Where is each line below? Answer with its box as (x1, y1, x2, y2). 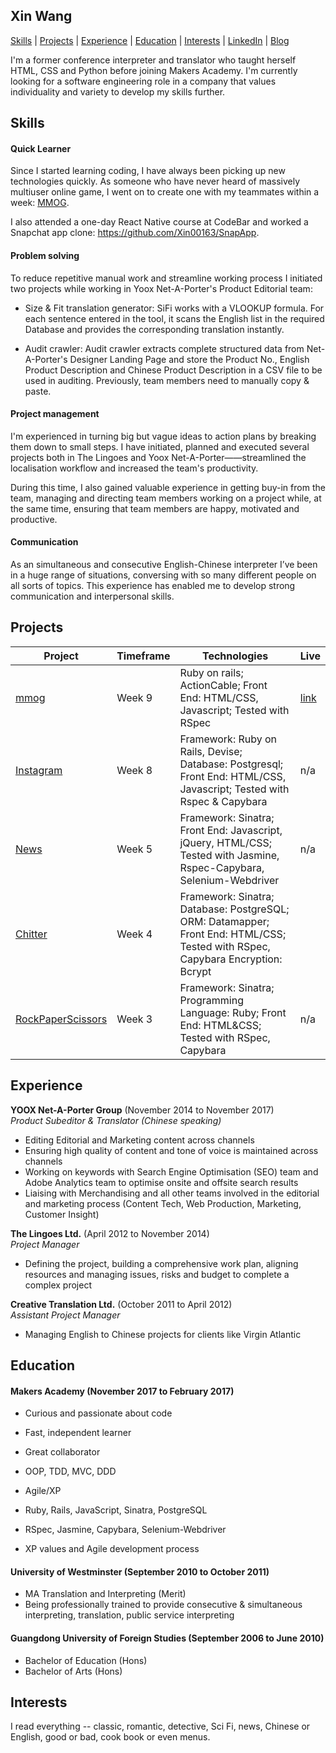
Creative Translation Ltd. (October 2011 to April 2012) (10, 1298, 233, 1310)
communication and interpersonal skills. (10, 590, 175, 603)
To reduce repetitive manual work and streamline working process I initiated (10, 272, 323, 284)
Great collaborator (24, 1446, 101, 1458)
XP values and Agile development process (24, 1543, 200, 1555)
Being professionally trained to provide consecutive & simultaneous (24, 1599, 303, 1611)
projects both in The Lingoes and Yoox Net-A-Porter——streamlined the (10, 451, 307, 463)
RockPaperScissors (15, 1012, 108, 1026)
